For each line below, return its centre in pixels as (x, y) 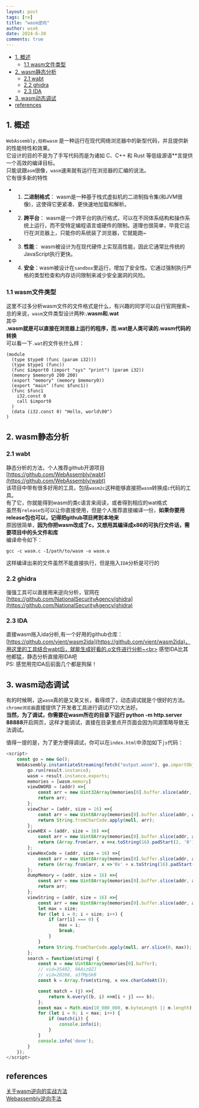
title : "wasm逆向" (28, 23)
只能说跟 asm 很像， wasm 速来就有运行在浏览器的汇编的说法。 (78, 170)
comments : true (25, 39)
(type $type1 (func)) (38, 365)
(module (16, 354)
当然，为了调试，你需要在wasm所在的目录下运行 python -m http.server (94, 715)
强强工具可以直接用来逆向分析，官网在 (53, 592)
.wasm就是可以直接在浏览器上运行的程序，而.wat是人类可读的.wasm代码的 (99, 328)
